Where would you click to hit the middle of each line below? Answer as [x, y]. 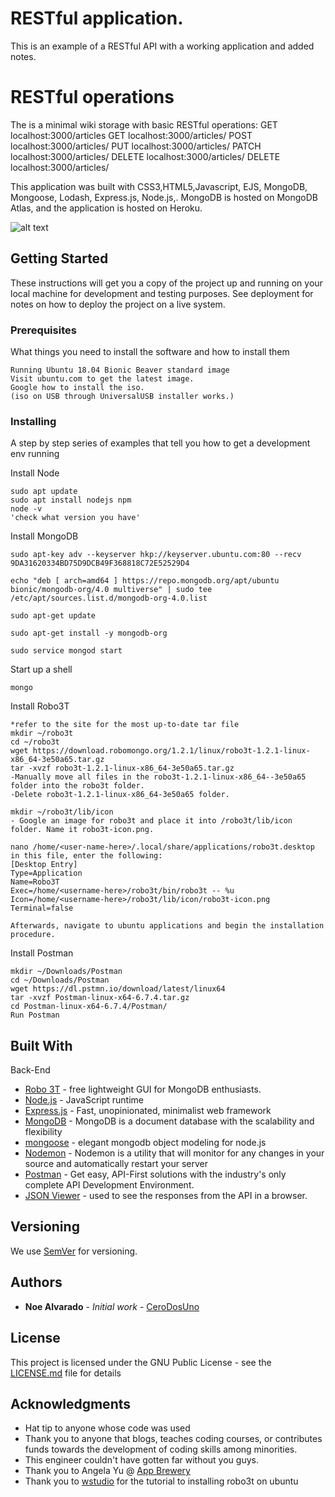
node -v [26, 509]
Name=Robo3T [35, 882]
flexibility [43, 1132]
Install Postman [42, 953]
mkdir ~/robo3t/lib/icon [62, 812]
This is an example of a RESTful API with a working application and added [162, 46]
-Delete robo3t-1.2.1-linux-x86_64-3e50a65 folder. [120, 795]
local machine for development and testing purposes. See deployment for [162, 293]
